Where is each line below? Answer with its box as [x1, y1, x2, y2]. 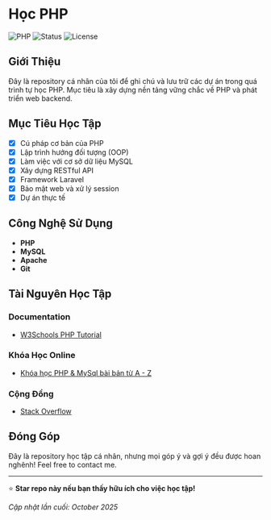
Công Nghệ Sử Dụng [8, 217, 113, 231]
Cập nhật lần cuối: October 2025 [8, 501, 119, 512]
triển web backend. [8, 94, 73, 103]
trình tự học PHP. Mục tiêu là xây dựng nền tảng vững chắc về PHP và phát [8, 85, 258, 94]
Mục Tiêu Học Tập [8, 117, 102, 131]
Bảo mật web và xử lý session [19, 183, 119, 193]
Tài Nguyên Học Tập [8, 287, 112, 301]
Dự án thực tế [19, 193, 66, 202]
